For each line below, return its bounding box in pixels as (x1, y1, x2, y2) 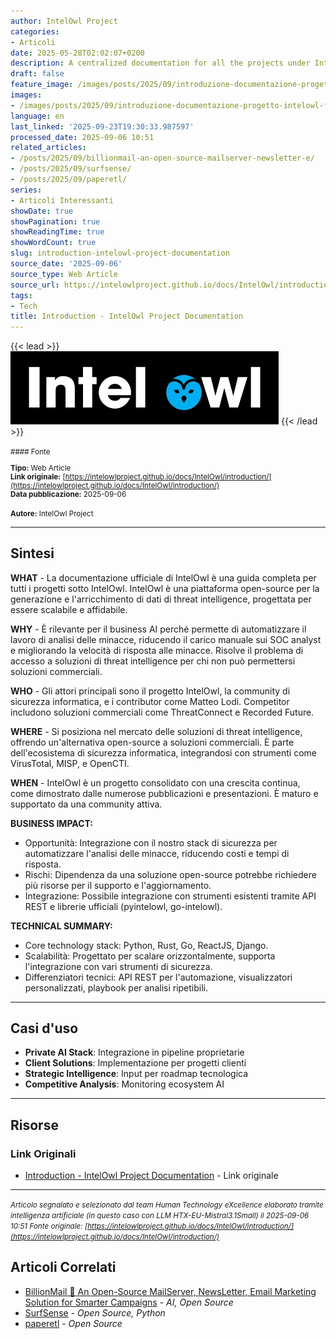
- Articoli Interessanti (10, 195, 114, 205)
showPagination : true (10, 216, 101, 227)
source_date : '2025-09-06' (10, 259, 123, 269)
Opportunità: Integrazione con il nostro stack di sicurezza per (24, 836, 278, 849)
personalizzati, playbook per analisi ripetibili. (24, 981, 209, 994)
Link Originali (10, 1146, 77, 1160)
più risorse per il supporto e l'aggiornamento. (24, 879, 212, 891)
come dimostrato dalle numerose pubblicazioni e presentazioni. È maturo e (10, 787, 319, 799)
